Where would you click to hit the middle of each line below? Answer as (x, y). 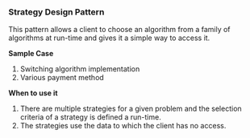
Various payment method (62, 78)
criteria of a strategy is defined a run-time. (90, 117)
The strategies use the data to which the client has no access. (123, 126)
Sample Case (31, 54)
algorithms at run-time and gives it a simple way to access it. (109, 38)
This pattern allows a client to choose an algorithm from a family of (120, 30)
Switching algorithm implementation (80, 69)
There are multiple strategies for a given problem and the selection (131, 109)
